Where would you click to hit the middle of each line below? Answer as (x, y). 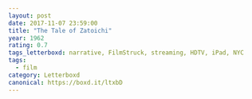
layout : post (30, 16)
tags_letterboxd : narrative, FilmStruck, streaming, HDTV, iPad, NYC (126, 53)
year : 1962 (26, 38)
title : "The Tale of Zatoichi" (60, 30)
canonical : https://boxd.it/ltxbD (66, 82)
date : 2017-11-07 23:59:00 (53, 23)
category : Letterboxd (44, 75)
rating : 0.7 (28, 46)
